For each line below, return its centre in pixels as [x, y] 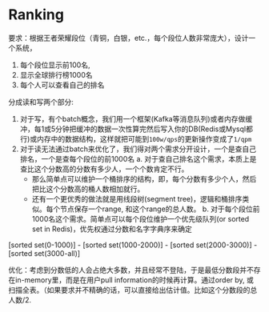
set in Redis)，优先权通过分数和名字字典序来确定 [112, 229]
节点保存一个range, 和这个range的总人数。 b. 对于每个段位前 [160, 209]
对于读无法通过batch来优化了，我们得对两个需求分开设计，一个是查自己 [138, 149]
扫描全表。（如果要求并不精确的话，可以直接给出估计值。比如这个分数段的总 [133, 290]
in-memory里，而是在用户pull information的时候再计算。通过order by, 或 [134, 280]
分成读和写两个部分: [41, 102]
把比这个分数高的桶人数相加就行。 [88, 189]
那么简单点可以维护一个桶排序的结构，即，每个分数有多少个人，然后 [144, 178]
